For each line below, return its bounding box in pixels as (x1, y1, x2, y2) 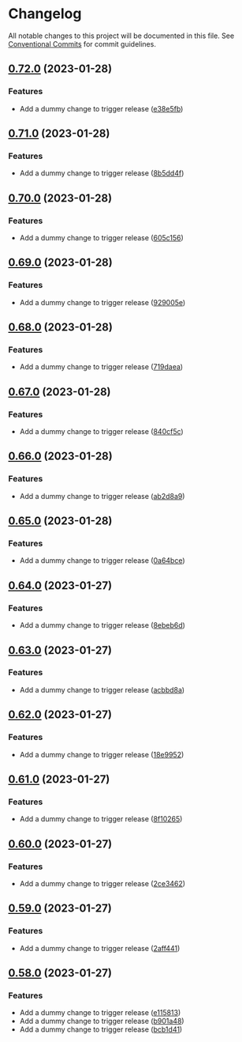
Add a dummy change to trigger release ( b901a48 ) (19, 1017, 184, 1026)
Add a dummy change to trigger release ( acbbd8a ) (19, 685, 185, 694)
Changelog (8, 5, 82, 23)
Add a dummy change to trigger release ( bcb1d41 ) (19, 1025, 183, 1034)
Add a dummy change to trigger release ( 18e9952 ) (19, 749, 184, 759)
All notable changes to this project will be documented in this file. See (8, 31, 235, 40)
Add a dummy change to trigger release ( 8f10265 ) (19, 814, 183, 824)
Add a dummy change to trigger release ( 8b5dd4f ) (19, 168, 184, 178)
